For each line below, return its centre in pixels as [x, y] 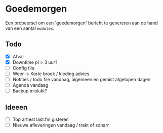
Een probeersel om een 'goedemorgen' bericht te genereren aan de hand [81, 23]
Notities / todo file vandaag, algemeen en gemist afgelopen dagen [81, 79]
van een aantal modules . [30, 28]
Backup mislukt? [30, 91]
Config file [23, 68]
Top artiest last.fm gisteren [41, 119]
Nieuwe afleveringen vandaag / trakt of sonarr [61, 125]
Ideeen [16, 107]
